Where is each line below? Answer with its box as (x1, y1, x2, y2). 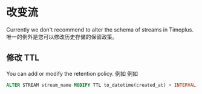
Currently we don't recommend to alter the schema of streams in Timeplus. (6, 25, 194, 33)
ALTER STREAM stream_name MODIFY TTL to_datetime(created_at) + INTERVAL (6, 82, 197, 88)
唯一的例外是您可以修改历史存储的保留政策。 (6, 33, 118, 40)
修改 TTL (6, 53, 39, 63)
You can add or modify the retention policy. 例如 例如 (6, 70, 138, 77)
